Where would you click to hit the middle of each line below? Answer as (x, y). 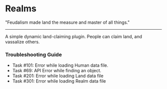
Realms (21, 9)
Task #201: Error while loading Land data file (58, 76)
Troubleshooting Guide (34, 54)
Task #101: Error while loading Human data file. (60, 65)
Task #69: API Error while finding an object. (57, 71)
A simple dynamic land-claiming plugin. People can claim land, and (74, 36)
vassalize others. (22, 42)
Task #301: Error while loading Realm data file (59, 81)
